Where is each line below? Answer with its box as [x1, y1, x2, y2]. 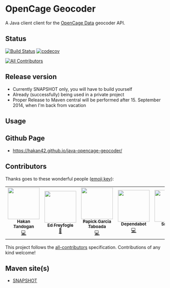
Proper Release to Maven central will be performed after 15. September [12, 97, 161, 103]
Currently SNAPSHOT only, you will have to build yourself [12, 86, 133, 92]
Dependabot [121, 221, 147, 227]
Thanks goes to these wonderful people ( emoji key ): [5, 175, 114, 182]
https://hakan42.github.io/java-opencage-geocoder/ [12, 148, 122, 154]
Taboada [88, 224, 106, 230]
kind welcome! [5, 249, 36, 256]
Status [5, 34, 27, 43]
